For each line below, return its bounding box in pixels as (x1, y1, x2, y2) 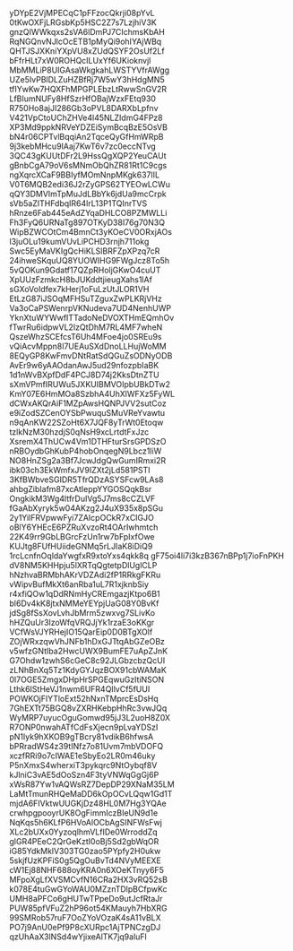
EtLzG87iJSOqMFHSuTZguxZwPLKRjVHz (9, 293, 163, 304)
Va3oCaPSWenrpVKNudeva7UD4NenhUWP (9, 303, 172, 313)
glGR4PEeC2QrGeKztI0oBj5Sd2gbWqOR (9, 836, 159, 846)
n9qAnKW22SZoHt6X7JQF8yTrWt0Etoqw (9, 417, 164, 428)
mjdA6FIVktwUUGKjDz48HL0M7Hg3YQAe (9, 798, 168, 808)
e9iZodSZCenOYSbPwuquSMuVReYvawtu (9, 408, 166, 418)
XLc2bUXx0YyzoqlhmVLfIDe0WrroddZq (9, 826, 159, 837)
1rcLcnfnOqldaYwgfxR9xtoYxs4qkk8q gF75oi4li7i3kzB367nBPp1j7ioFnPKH (9, 550, 285, 561)
